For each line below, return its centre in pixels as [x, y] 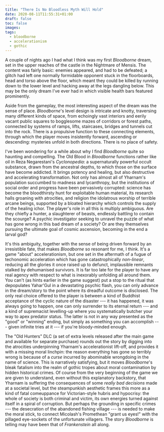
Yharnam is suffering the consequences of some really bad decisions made [81, 383]
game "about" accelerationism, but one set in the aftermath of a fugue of [78, 254]
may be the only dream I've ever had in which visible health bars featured [79, 91]
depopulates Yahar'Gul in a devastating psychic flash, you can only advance [82, 285]
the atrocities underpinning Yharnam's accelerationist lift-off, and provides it [82, 347]
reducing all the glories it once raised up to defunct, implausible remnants [79, 265]
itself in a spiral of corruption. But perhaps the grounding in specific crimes [81, 404]
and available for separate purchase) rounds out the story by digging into [79, 341]
